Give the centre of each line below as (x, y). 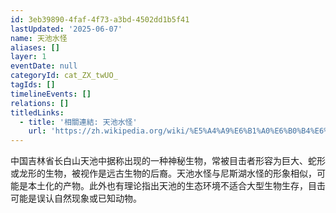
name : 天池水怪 (39, 38)
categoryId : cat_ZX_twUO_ (64, 76)
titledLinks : (37, 112)
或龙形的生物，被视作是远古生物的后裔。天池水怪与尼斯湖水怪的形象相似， (163, 173)
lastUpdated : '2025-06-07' (66, 29)
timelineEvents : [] (51, 94)
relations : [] (40, 103)
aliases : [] (35, 47)
